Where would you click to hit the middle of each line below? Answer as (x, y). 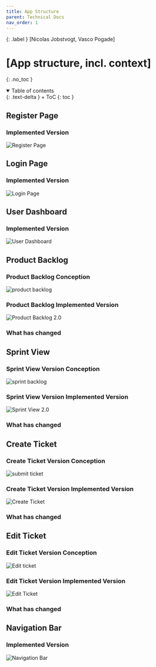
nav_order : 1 (22, 22)
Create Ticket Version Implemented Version (70, 488)
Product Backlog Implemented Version (62, 305)
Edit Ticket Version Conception (52, 553)
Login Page (27, 164)
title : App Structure (33, 11)
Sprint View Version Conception (53, 369)
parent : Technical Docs (35, 17)
